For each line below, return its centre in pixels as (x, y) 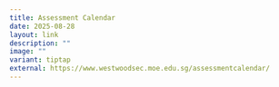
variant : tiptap (40, 60)
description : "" (40, 43)
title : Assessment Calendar (63, 18)
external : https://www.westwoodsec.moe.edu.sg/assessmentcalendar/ (140, 69)
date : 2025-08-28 (42, 26)
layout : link (34, 34)
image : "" (28, 52)
